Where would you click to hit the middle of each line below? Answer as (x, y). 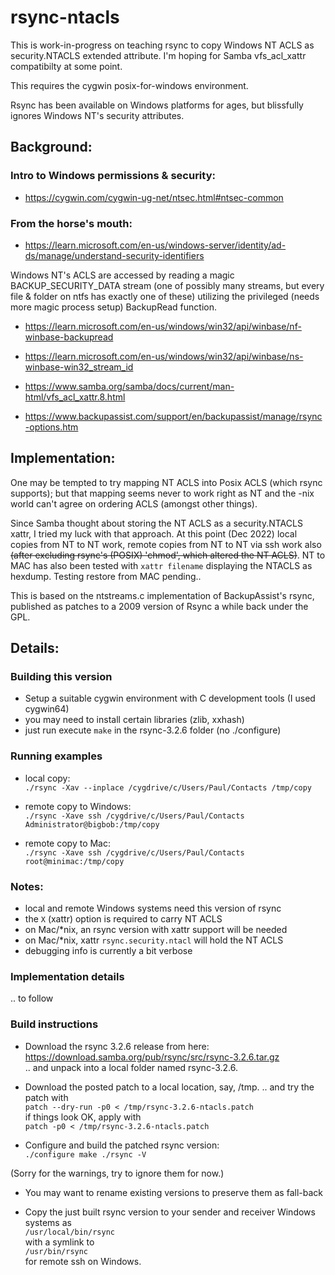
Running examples (56, 756)
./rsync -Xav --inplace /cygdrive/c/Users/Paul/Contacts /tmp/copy (168, 787)
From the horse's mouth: (71, 223)
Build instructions (54, 1024)
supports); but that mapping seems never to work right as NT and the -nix (162, 493)
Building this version (61, 677)
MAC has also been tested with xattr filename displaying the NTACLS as (161, 565)
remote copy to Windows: (78, 806)
